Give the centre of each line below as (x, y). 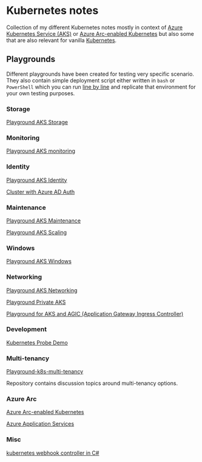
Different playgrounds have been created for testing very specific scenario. (100, 74)
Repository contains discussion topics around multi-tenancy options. (92, 383)
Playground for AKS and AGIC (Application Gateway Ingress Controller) (95, 313)
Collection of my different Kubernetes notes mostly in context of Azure (95, 27)
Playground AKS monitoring (41, 151)
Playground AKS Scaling (37, 232)
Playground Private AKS (36, 302)
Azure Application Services (40, 424)
